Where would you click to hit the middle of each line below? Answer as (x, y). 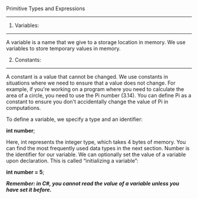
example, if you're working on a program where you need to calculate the (95, 89)
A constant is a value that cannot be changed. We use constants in (87, 77)
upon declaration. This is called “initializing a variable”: (72, 161)
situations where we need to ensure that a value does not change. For (91, 83)
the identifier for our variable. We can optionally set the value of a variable (96, 154)
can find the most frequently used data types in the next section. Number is (98, 148)
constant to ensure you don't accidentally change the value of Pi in (87, 102)
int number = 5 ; (25, 172)
